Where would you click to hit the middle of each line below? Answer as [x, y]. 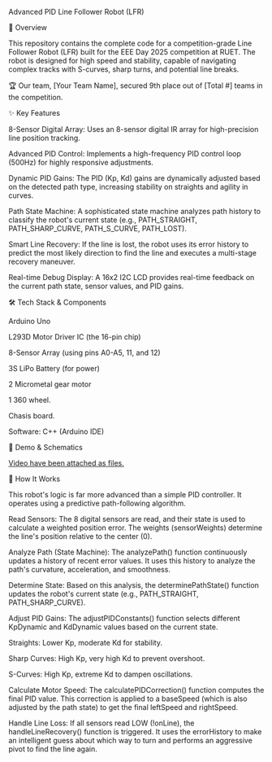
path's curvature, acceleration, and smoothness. [89, 569]
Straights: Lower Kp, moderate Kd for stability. [85, 643]
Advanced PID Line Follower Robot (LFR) [76, 12]
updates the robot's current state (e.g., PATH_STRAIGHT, [104, 594]
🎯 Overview [28, 27]
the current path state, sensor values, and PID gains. [96, 286]
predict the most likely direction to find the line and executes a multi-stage [133, 253]
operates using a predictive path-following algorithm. [97, 503]
